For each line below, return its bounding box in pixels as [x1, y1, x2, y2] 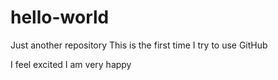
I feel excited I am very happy [10, 58, 132, 70]
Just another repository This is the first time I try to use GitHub [10, 39, 268, 51]
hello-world [10, 6, 110, 29]
